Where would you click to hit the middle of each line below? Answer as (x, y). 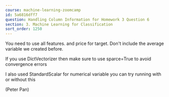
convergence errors (26, 64)
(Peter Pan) (17, 89)
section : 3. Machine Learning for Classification (59, 24)
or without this (20, 80)
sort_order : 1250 (24, 29)
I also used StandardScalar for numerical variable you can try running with (83, 74)
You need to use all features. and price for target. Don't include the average (85, 43)
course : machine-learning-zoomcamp (43, 10)
